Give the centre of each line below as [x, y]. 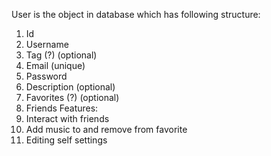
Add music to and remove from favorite [106, 129]
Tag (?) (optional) [61, 55]
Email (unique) [55, 65]
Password [46, 76]
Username [47, 44]
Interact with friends [67, 118]
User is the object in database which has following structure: [136, 14]
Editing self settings [66, 140]
